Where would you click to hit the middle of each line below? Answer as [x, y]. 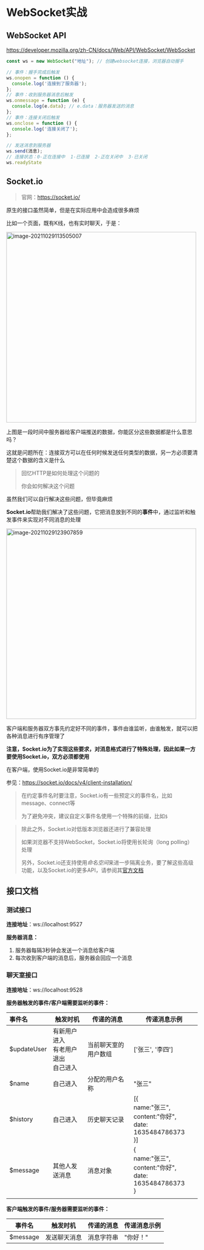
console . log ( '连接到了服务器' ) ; [49, 84]
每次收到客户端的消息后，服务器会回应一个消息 [73, 958]
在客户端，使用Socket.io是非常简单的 [53, 770]
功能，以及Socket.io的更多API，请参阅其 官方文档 [82, 870]
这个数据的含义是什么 [38, 460]
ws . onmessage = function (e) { [46, 101]
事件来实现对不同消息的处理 [46, 520]
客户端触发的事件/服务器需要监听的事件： [58, 1209]
